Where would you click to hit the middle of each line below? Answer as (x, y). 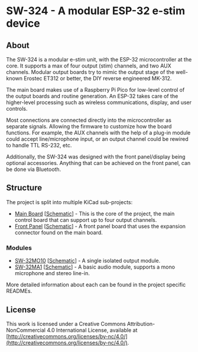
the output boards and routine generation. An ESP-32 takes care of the (92, 96)
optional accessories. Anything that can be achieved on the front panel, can (98, 163)
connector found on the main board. (59, 232)
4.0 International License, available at (92, 330)
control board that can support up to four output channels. (86, 219)
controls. (17, 109)
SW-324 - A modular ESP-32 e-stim (95, 11)
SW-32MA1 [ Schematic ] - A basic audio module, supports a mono (95, 267)
